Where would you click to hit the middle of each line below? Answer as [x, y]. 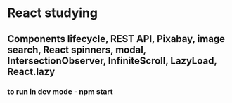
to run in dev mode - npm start [60, 91]
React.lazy [31, 71]
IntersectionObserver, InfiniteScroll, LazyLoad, [112, 61]
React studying [53, 13]
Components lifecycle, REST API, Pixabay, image [116, 39]
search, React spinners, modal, [77, 49]
